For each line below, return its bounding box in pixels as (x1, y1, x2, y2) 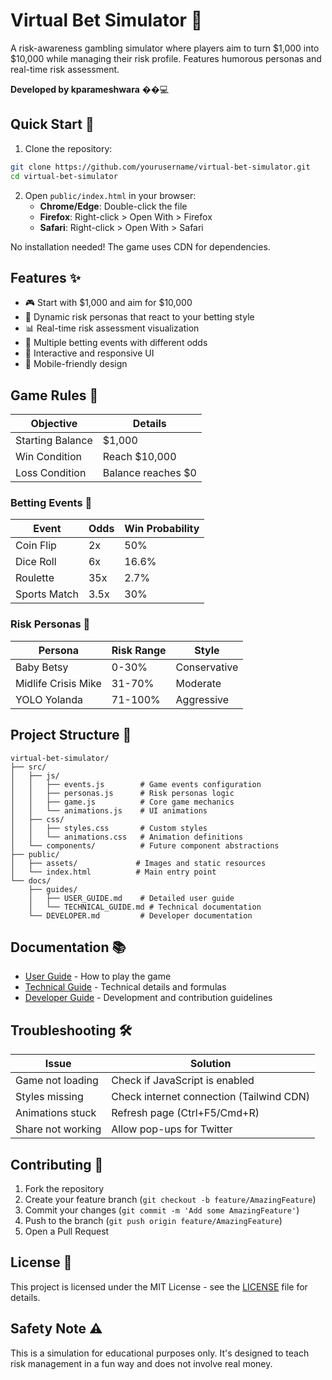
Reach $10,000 (102, 450, 177, 464)
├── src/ (10, 762, 47, 772)
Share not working (15, 1122, 102, 1136)
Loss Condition (15, 466, 87, 480)
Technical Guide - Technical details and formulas (24, 981, 227, 993)
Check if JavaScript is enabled (111, 1074, 255, 1088)
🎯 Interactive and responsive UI (24, 347, 155, 359)
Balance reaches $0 (102, 466, 197, 480)
